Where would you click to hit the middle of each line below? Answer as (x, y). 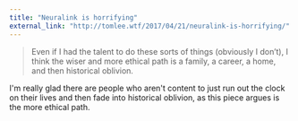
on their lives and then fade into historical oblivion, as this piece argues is (145, 97)
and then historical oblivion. (82, 70)
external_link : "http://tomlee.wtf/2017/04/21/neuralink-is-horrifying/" (150, 26)
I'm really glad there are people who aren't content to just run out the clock (147, 88)
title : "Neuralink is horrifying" (74, 17)
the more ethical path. (50, 107)
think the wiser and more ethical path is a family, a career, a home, (153, 61)
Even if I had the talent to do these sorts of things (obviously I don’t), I (160, 51)
